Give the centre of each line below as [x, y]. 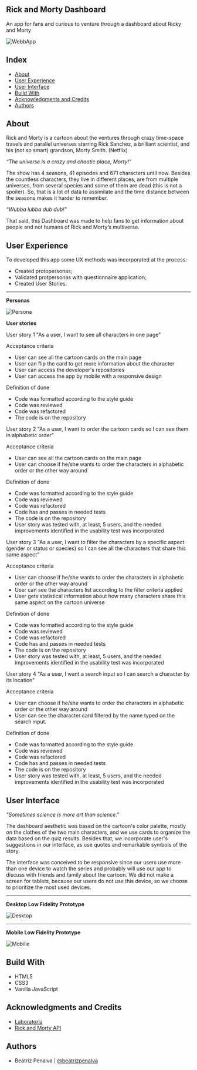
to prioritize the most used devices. [49, 887]
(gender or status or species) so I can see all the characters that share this [96, 548]
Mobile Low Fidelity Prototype [43, 933]
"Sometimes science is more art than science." [63, 815]
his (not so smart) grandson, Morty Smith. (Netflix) [67, 150]
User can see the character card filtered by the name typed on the [95, 716]
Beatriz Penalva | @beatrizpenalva [56, 1061]
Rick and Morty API [38, 1028]
